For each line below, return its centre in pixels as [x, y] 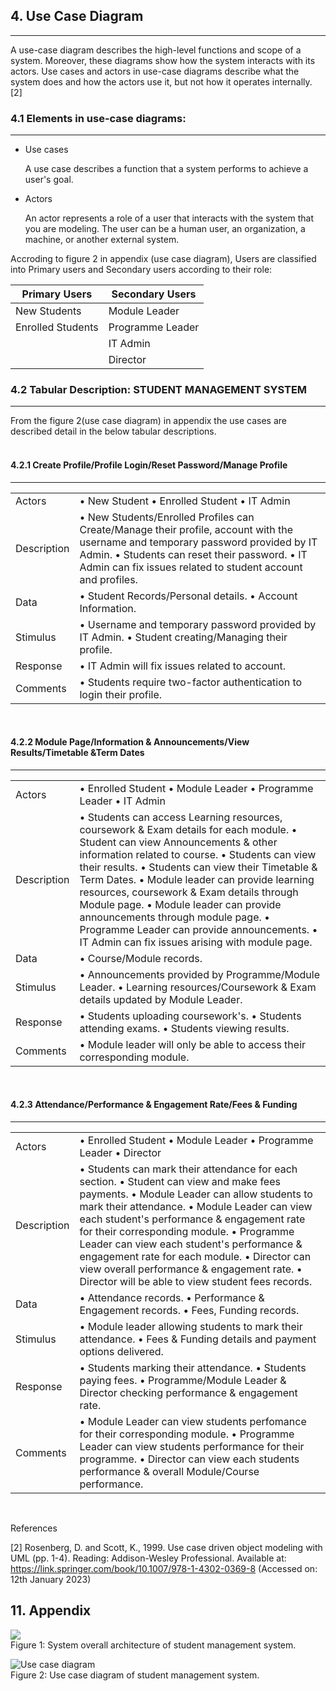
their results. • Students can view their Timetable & [198, 867]
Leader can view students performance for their [192, 1447]
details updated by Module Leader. [161, 999]
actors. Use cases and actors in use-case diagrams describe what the [155, 71]
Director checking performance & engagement [188, 1393]
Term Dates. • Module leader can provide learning [197, 879]
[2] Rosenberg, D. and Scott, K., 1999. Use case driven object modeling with [166, 1548]
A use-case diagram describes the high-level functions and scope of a [156, 50]
